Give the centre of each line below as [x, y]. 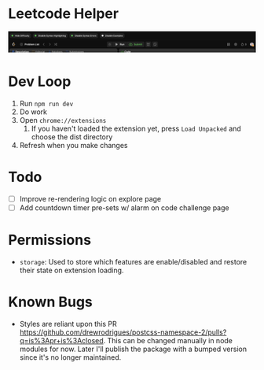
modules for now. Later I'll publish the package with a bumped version [133, 349]
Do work [33, 112]
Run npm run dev [46, 104]
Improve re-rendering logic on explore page [90, 199]
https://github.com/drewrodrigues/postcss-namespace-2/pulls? [123, 332]
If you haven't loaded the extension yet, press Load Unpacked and [136, 129]
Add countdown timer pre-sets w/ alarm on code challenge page [124, 208]
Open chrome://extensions [63, 120]
